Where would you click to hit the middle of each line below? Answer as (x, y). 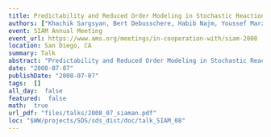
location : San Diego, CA (50, 46)
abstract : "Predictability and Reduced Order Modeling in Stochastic (128, 61)
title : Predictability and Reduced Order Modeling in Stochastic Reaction (137, 16)
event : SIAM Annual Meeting (56, 31)
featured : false (38, 98)
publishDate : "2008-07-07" (54, 76)
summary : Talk (32, 53)
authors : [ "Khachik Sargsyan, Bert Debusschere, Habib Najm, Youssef (128, 23)
